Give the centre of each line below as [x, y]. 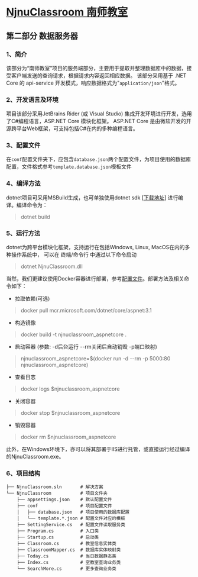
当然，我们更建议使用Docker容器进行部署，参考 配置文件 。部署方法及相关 [95, 279]
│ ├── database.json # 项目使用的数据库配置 [73, 512]
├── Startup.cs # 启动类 [58, 537]
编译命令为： [32, 205]
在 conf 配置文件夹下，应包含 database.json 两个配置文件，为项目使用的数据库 [98, 159]
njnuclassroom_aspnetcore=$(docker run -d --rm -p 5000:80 [95, 359]
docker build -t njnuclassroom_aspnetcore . [74, 334]
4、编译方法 [23, 183]
